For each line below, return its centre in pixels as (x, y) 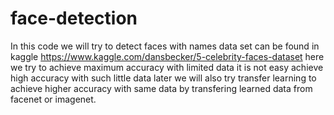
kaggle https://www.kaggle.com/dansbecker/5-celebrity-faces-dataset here (167, 56)
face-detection (74, 18)
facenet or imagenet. (53, 99)
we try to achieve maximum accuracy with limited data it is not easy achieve (167, 67)
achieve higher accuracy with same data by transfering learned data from (161, 88)
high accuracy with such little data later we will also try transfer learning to (163, 78)
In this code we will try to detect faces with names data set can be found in (165, 46)
